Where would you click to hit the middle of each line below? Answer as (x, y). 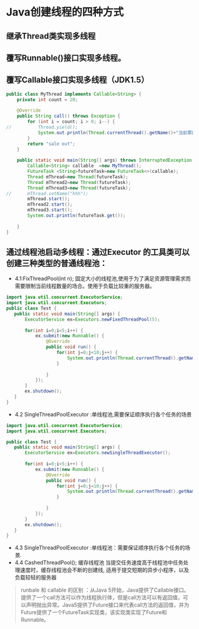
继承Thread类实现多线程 (51, 36)
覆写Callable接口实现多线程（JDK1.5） (78, 80)
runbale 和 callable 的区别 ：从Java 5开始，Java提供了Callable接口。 (105, 590)
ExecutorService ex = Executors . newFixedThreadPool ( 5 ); (92, 319)
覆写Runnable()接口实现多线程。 (66, 58)
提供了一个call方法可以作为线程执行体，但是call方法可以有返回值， (102, 598)
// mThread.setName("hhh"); (47, 194)
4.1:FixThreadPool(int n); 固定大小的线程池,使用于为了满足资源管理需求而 (103, 279)
